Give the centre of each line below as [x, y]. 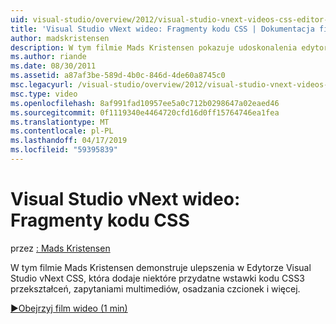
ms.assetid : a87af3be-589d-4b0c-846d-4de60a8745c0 [118, 76]
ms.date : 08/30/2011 [53, 66]
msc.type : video [44, 94]
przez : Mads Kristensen [60, 248]
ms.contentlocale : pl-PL [62, 131]
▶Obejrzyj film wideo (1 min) [69, 308]
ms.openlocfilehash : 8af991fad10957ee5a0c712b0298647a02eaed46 [145, 103]
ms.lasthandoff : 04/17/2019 [69, 141]
